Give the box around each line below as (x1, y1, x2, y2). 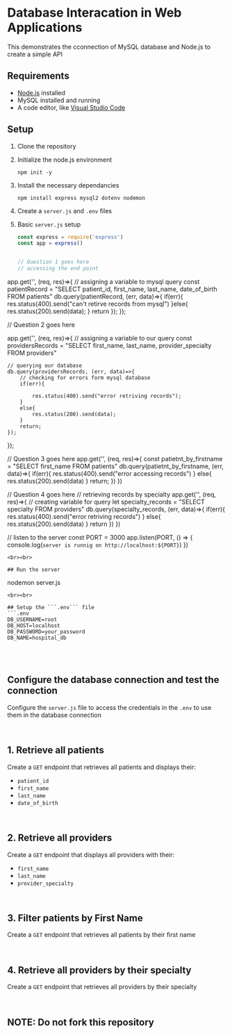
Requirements (7, 70, 69, 82)
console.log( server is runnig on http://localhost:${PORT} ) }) (7, 540, 189, 549)
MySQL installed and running (17, 96, 101, 104)
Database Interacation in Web (7, 5, 182, 21)
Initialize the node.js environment (17, 155, 113, 164)
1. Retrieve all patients (7, 745, 104, 756)
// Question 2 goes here (7, 321, 75, 329)
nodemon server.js (7, 579, 61, 587)
